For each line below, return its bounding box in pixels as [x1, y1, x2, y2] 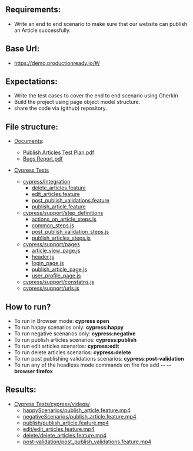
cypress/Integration [22, 178, 71, 185]
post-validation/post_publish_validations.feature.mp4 [22, 438, 152, 445]
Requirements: [5, 5, 61, 15]
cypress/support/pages [22, 241, 80, 248]
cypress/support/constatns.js [22, 279, 95, 286]
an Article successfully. [14, 27, 71, 34]
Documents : [14, 138, 44, 145]
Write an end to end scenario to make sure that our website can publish [14, 20, 188, 27]
